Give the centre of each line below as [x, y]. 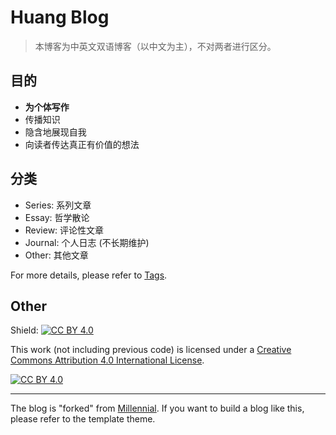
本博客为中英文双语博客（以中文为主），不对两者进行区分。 [155, 46]
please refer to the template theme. [83, 419]
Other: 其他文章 [56, 255]
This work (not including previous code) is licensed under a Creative [151, 350]
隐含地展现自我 [55, 132]
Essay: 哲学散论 [57, 217]
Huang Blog [60, 17]
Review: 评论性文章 [64, 230]
